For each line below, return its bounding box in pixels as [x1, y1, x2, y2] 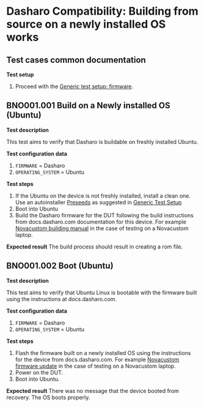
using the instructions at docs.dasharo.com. [6, 295, 117, 302]
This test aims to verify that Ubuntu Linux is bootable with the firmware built [6, 289, 197, 296]
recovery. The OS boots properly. [6, 394, 90, 401]
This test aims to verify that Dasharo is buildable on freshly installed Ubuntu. [6, 138, 199, 145]
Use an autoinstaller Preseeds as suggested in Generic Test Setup [15, 198, 182, 206]
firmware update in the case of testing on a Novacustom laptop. [15, 362, 176, 370]
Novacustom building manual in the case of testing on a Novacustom [15, 225, 189, 232]
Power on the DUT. [15, 368, 64, 376]
